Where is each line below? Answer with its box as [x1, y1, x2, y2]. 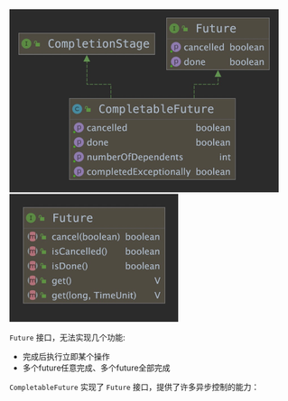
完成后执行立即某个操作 [22, 351, 110, 361]
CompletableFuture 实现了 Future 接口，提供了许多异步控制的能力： [9, 382, 260, 392]
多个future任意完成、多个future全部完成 [22, 362, 171, 373]
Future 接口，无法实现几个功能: [9, 333, 125, 342]
